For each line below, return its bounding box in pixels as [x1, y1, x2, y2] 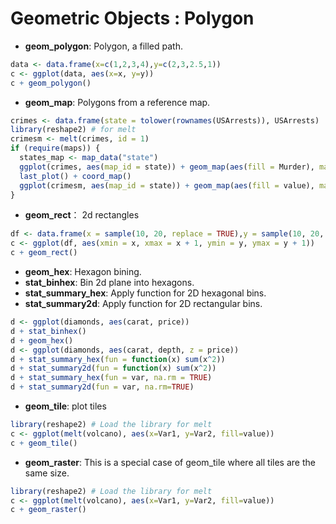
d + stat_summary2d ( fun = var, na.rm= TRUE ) [10, 382, 195, 392]
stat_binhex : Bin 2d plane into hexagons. [24, 277, 195, 289]
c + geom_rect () [10, 248, 78, 258]
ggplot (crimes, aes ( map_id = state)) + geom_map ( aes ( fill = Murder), [19, 162, 315, 172]
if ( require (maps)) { [10, 143, 101, 154]
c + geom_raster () [10, 505, 87, 515]
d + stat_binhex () [10, 326, 87, 336]
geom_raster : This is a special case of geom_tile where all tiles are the [24, 456, 316, 468]
